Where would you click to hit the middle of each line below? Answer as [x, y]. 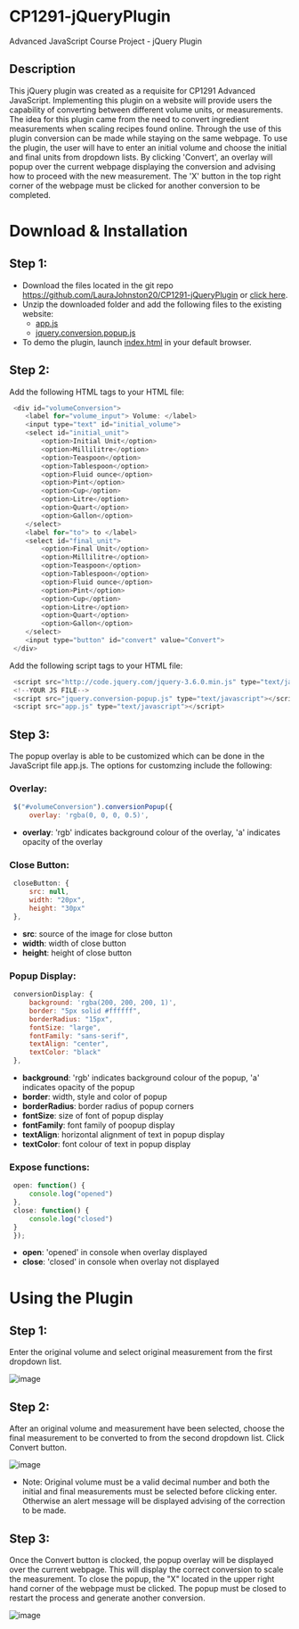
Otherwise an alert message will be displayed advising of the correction [154, 1501]
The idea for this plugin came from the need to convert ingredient [129, 119]
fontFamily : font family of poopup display [98, 1125]
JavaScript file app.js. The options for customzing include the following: [141, 765]
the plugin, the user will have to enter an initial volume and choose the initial [148, 147]
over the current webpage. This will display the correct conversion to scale [146, 1570]
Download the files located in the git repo [97, 285]
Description [42, 69]
